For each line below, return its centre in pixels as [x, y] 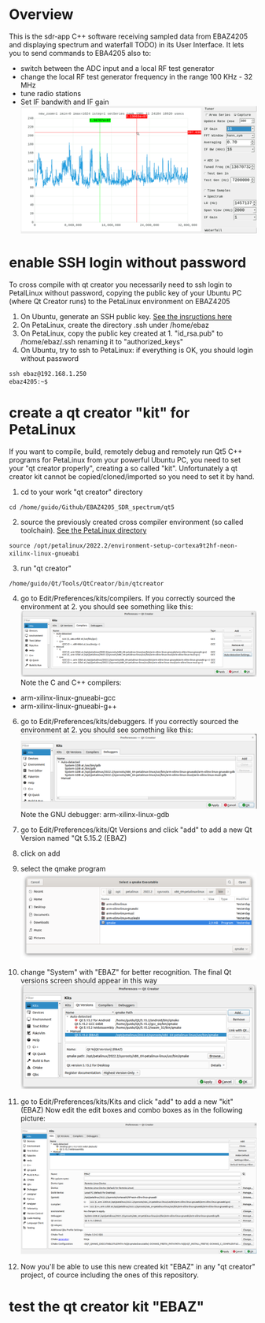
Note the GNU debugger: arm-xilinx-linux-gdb [95, 815]
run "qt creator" [46, 568]
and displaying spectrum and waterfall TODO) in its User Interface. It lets [127, 44]
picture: [33, 1119]
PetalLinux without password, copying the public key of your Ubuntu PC [125, 292]
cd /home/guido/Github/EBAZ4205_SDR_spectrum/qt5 [92, 507]
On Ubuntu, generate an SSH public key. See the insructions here [126, 316]
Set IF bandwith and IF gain [64, 102]
